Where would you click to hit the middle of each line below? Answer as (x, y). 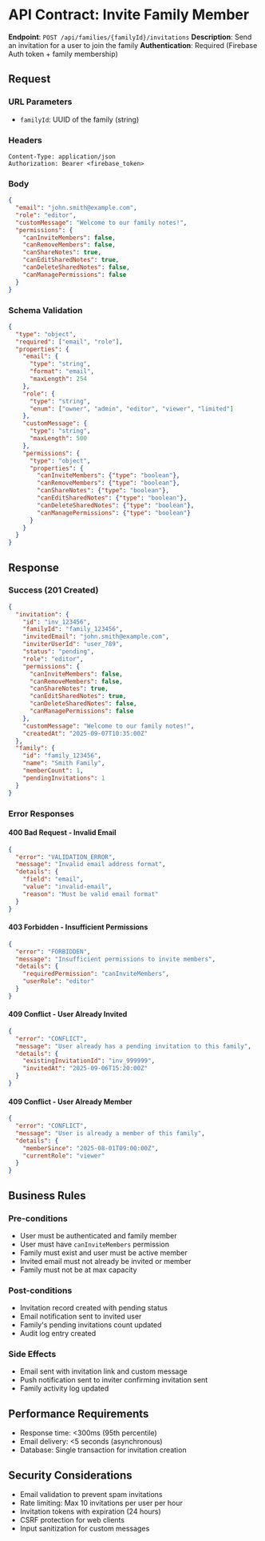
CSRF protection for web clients (72, 1520)
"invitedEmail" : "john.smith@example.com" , (96, 637)
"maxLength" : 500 (58, 439)
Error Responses (41, 813)
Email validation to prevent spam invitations (91, 1495)
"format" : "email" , (61, 371)
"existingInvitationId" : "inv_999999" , (89, 1061)
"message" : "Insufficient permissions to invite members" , (116, 959)
